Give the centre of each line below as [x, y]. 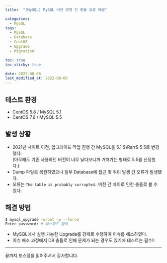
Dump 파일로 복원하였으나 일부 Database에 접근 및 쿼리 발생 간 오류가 [81, 172]
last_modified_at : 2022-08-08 [37, 78]
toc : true [15, 60]
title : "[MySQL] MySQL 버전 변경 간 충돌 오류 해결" [56, 10]
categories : [17, 19]
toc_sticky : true [23, 65]
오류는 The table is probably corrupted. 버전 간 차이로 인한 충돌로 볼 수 [85, 184]
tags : [11, 28]
